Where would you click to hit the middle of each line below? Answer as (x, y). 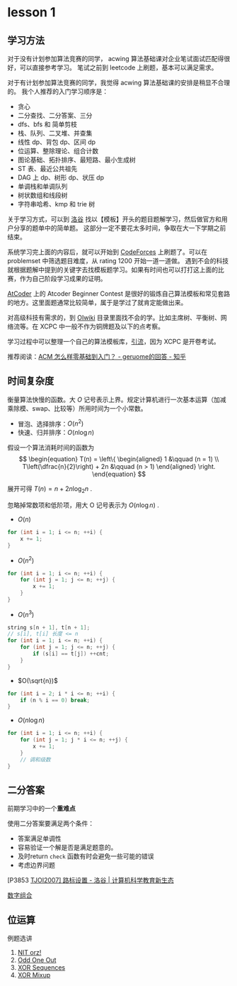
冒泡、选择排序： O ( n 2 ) (51, 423)
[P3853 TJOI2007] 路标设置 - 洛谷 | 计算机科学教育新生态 (91, 880)
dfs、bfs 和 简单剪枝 (47, 124)
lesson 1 (31, 12)
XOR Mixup (34, 975)
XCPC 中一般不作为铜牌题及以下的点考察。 (102, 326)
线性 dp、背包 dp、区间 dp (57, 142)
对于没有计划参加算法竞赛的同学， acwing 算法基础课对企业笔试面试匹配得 (116, 59)
